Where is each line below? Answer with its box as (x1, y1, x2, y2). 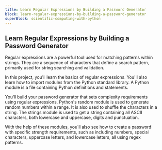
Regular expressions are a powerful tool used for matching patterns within (5, 54, 153, 61)
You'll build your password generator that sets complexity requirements (5, 94, 148, 100)
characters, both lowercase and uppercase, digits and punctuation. (5, 115, 139, 120)
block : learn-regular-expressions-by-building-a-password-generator (5, 12, 146, 17)
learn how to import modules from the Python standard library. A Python (5, 80, 149, 85)
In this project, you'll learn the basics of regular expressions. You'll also (5, 74, 147, 80)
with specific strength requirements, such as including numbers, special (5, 129, 149, 135)
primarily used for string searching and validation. (5, 65, 105, 71)
